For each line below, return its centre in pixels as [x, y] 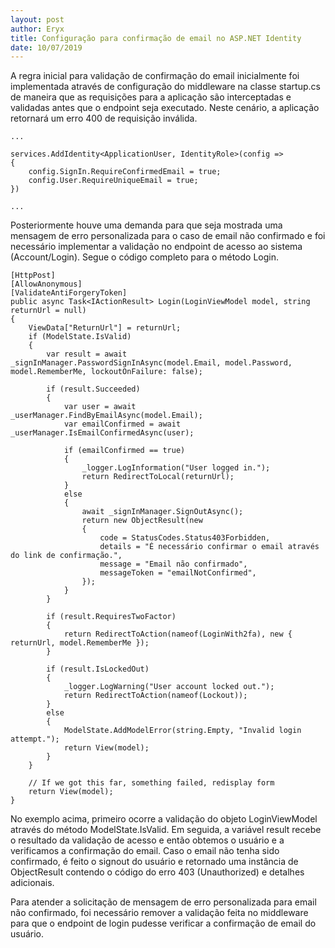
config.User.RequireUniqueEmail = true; [113, 181]
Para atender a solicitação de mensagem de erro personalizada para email [163, 902]
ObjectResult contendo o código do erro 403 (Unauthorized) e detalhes [157, 872]
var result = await [87, 354]
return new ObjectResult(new [142, 521]
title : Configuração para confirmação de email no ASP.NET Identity [156, 38]
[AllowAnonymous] [46, 284]
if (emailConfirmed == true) [124, 451]
